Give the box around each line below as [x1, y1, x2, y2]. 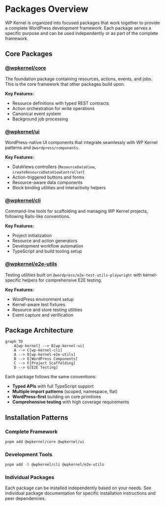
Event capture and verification [12, 312, 74, 318]
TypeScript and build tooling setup [12, 248, 82, 254]
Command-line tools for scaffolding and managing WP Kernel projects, [5, 208, 148, 214]
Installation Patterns [5, 413, 69, 422]
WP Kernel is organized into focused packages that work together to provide [5, 20, 160, 26]
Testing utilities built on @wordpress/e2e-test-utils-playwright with [5, 272, 142, 278]
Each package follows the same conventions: [5, 374, 97, 380]
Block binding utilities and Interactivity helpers [12, 184, 106, 190]
